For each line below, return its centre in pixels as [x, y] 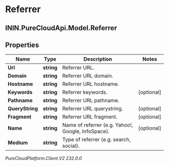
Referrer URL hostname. [91, 84]
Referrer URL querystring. [93, 108]
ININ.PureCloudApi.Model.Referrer [61, 28]
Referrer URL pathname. [91, 100]
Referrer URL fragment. [90, 117]
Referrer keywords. [85, 92]
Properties [22, 45]
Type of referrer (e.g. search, [96, 140]
